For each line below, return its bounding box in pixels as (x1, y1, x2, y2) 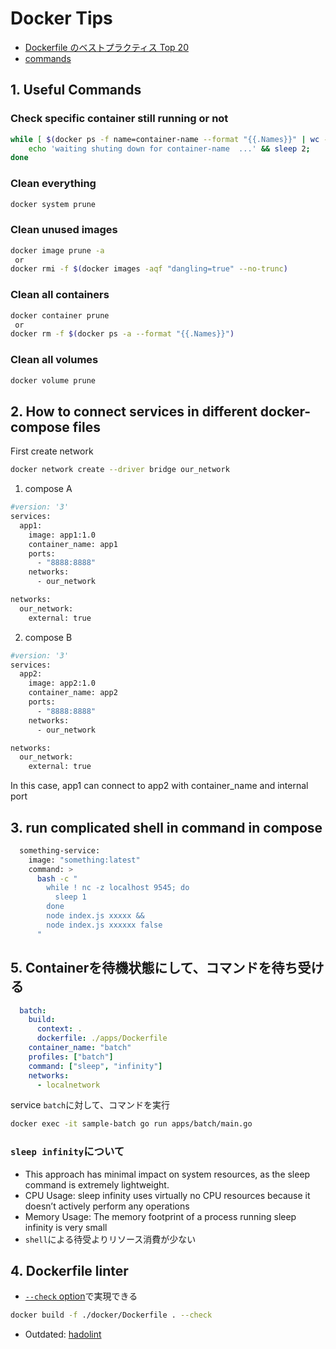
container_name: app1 (28, 539, 118, 549)
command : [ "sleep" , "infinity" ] (28, 1061, 163, 1071)
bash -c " (36, 873, 78, 884)
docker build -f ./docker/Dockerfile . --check (10, 1310, 213, 1321)
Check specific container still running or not (10, 112, 229, 126)
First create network (10, 445, 94, 457)
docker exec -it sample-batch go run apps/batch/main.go (10, 1119, 253, 1129)
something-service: (19, 845, 101, 856)
